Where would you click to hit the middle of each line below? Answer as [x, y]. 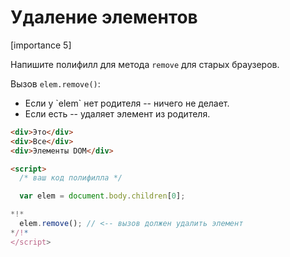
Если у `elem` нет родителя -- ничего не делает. [127, 103]
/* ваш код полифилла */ [71, 178]
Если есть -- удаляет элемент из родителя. [117, 113]
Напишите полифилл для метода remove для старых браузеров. [145, 64]
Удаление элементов [104, 17]
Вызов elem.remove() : [55, 83]
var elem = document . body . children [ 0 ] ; [102, 196]
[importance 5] [41, 45]
